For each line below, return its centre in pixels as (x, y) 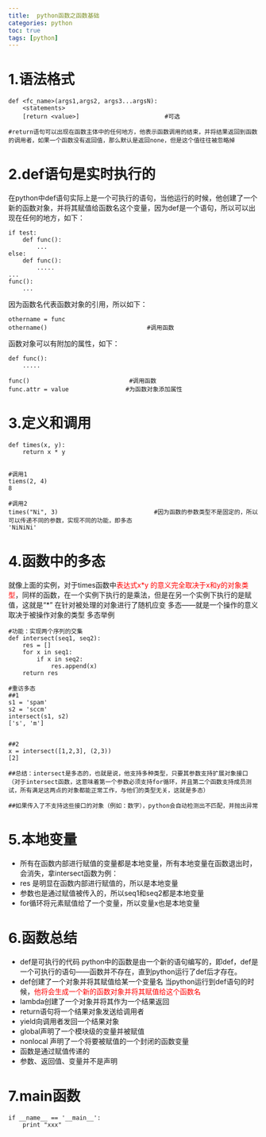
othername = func (37, 320)
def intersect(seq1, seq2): (55, 638)
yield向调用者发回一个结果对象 (69, 1021)
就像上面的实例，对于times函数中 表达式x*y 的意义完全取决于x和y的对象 (125, 585)
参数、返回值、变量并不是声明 (68, 1061)
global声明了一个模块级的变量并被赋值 (82, 1031)
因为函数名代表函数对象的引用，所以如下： (78, 305)
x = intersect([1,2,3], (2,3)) (60, 751)
